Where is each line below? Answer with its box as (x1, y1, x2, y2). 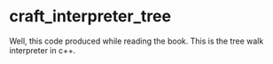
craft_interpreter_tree (9, 6, 171, 27)
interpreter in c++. (9, 44, 76, 55)
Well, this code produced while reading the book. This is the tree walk (9, 36, 264, 46)
